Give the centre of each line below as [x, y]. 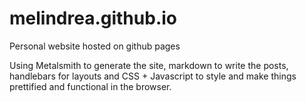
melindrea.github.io [93, 18]
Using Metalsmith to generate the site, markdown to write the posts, [149, 65]
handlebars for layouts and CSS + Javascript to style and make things [153, 76]
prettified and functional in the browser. [90, 86]
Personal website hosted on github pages [95, 46]
